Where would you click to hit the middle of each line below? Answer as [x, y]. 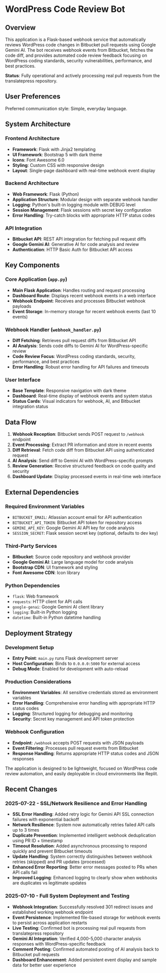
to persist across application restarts [50, 923]
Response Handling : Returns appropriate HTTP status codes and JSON [85, 753]
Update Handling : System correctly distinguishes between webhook [82, 856]
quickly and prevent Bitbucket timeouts [52, 851]
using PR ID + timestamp [37, 841]
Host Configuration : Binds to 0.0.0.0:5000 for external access [76, 664]
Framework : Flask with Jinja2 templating [54, 149]
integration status [30, 406]
